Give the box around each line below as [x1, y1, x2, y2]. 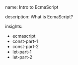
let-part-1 [12, 49, 32, 55]
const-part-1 [12, 38, 38, 44]
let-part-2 [12, 54, 32, 60]
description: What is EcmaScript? [5, 14, 73, 19]
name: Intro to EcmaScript [5, 4, 59, 10]
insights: [5, 23, 23, 29]
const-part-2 [12, 44, 39, 49]
